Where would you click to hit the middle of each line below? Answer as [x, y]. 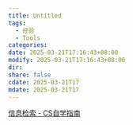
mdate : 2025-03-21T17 [44, 90]
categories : [28, 45]
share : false [30, 75]
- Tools [28, 38]
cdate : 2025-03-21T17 [44, 82]
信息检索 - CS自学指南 [44, 113]
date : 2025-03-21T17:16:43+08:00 [63, 53]
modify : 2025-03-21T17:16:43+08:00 [67, 61]
